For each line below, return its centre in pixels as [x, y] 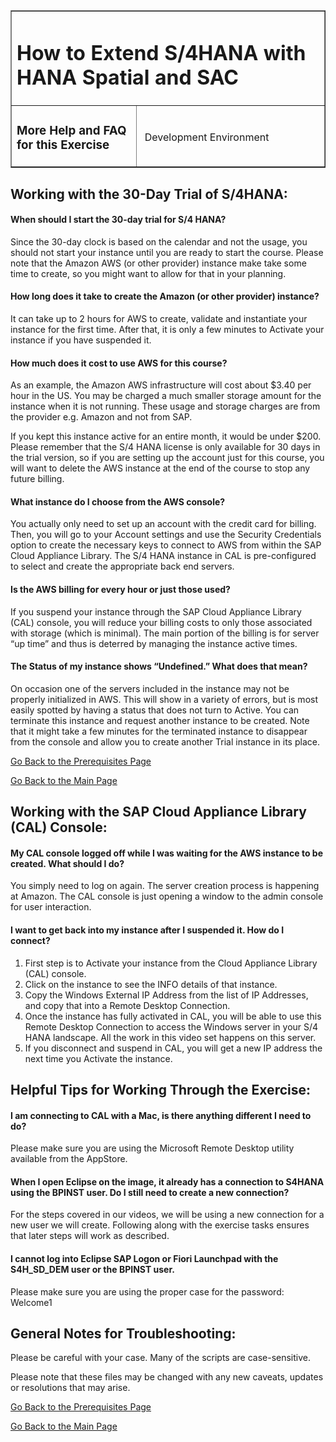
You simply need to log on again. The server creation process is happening [165, 886]
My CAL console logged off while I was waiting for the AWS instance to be [166, 853]
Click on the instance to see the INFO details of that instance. [151, 984]
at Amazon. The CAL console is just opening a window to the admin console [167, 896]
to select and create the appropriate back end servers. [122, 566]
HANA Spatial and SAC [127, 77]
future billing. [37, 479]
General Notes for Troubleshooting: [123, 1333]
